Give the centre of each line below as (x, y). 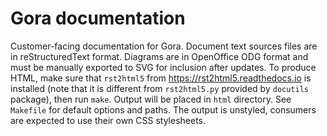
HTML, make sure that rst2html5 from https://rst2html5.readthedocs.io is (161, 78)
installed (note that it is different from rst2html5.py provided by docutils (159, 88)
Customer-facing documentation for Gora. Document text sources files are (164, 46)
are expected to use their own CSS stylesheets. (108, 120)
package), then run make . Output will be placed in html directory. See (151, 99)
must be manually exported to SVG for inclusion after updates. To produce (163, 67)
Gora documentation (98, 18)
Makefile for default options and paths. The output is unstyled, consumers (163, 109)
